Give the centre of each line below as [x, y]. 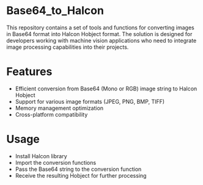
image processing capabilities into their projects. [68, 47]
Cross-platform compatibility [51, 114]
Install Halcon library [41, 156]
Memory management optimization [59, 108]
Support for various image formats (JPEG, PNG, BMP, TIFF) [90, 101]
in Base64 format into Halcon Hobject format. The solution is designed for [99, 34]
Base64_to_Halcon [55, 11]
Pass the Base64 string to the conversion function [78, 169]
